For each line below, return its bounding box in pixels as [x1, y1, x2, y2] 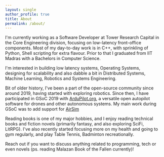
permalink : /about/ [5, 21, 45, 26]
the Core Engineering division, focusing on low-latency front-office [5, 40, 142, 46]
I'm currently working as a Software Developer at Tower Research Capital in [5, 35, 160, 40]
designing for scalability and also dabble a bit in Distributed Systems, [5, 70, 146, 77]
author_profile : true [5, 12, 50, 17]
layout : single [5, 7, 37, 12]
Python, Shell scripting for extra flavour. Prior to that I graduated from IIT [5, 50, 153, 56]
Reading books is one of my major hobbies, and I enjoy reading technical [5, 116, 153, 121]
